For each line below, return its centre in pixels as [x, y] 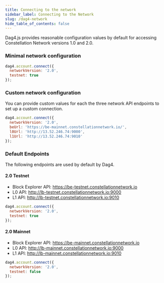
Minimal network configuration [43, 56]
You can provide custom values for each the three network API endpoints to [82, 104]
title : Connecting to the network [41, 10]
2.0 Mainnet [18, 232]
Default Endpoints [27, 153]
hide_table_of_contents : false [37, 24]
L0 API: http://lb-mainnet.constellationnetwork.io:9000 [68, 248]
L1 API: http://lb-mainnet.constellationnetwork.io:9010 [67, 253]
